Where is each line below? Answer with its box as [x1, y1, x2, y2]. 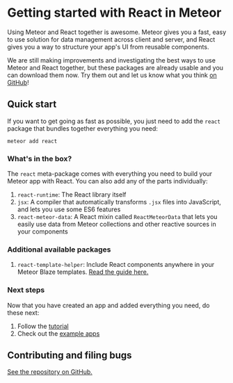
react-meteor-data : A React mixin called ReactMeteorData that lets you [17, 213, 218, 221]
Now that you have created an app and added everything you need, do [7, 301, 210, 309]
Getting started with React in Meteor [7, 5, 222, 21]
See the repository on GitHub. [7, 368, 93, 376]
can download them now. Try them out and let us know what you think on [7, 71, 217, 79]
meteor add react [7, 138, 58, 145]
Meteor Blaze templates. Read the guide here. [17, 268, 149, 276]
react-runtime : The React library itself [17, 190, 127, 199]
